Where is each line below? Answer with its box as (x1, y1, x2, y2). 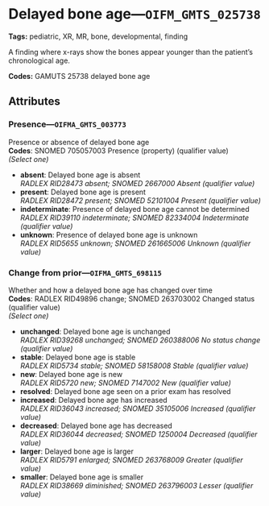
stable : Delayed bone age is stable (19, 352, 136, 362)
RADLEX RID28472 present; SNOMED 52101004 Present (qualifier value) (19, 195, 262, 205)
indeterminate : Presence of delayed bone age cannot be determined (19, 204, 250, 214)
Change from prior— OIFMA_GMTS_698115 (8, 267, 163, 278)
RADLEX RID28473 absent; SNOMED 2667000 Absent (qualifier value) (19, 178, 255, 188)
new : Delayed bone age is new (19, 369, 123, 379)
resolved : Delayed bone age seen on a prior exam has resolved (19, 386, 231, 396)
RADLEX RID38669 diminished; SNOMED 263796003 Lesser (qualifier (19, 480, 254, 490)
